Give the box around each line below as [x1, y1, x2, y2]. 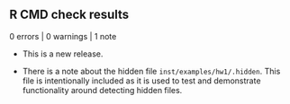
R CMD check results [9, 7, 130, 22]
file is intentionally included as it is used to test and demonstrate [22, 75, 261, 86]
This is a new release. [22, 48, 104, 59]
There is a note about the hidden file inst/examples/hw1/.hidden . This [22, 65, 281, 76]
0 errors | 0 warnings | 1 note [9, 30, 117, 41]
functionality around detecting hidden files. [22, 84, 183, 95]
